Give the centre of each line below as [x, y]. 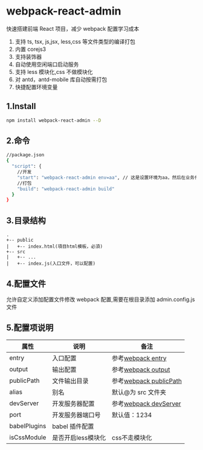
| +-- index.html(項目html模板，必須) [55, 247]
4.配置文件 [26, 284]
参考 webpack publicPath [147, 381]
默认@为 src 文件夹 [139, 392]
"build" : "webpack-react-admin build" [66, 189]
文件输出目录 [70, 381]
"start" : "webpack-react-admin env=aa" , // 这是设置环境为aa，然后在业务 [106, 177]
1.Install [21, 106]
